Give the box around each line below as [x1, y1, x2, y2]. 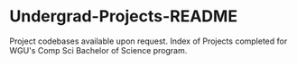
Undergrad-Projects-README [9, 6, 237, 27]
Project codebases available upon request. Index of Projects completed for [9, 36, 288, 46]
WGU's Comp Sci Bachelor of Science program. [9, 45, 188, 55]
